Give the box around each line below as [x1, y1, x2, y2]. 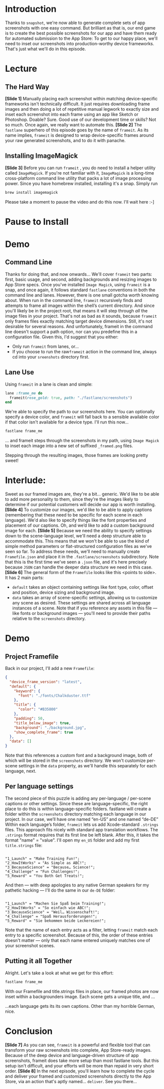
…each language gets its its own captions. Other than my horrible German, [5, 1003, 155, 1009]
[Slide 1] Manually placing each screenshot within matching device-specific [5, 95, 158, 101]
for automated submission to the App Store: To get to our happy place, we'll [5, 35, 158, 41]
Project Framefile [5, 652, 59, 661]
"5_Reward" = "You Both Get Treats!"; [5, 873, 84, 878]
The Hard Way [5, 83, 49, 91]
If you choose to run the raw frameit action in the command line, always [12, 348, 157, 355]
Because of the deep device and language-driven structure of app [5, 1052, 139, 1058]
